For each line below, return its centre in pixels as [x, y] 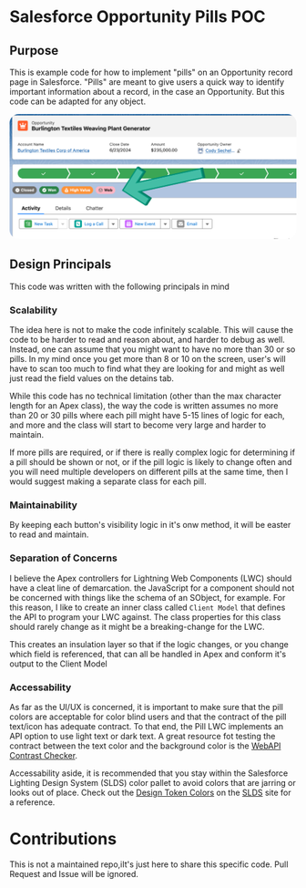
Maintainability [43, 505]
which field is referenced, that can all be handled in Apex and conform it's [148, 654]
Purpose [34, 51]
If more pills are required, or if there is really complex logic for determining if [153, 452]
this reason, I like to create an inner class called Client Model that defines [148, 607]
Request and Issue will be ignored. [74, 873]
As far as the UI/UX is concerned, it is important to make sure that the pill [147, 707]
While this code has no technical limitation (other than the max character [146, 396]
